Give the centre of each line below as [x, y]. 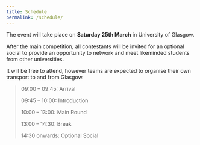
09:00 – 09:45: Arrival [48, 88]
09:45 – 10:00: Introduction [55, 100]
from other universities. [35, 59]
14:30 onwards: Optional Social [60, 135]
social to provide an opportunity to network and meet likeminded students [98, 52]
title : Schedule [27, 12]
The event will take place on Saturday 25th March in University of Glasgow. [100, 34]
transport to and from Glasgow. [45, 77]
